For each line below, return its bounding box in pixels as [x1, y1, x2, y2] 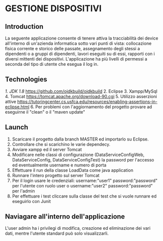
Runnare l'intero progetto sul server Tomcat [12, 172, 100, 178]
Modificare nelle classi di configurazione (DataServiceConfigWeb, [12, 152, 145, 158]
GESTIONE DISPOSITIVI [5, 3, 102, 14]
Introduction [5, 22, 44, 31]
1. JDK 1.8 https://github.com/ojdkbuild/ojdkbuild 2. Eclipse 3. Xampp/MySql [5, 88, 158, 94]
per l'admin [12, 188, 35, 194]
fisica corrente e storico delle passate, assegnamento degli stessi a [5, 46, 140, 51]
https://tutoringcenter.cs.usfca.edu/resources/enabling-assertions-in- [17, 99, 158, 104]
